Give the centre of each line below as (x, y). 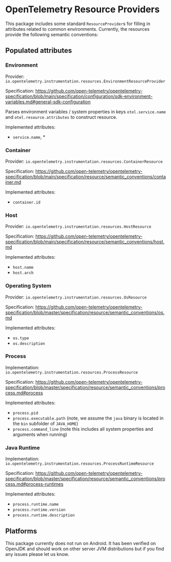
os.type (21, 338)
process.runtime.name (35, 505)
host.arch (23, 273)
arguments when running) (40, 434)
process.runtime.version (39, 510)
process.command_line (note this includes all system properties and (83, 429)
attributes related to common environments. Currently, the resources (77, 29)
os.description (29, 344)
